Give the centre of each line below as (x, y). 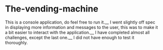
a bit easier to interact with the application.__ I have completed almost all (77, 32)
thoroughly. (16, 42)
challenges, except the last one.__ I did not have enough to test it (70, 37)
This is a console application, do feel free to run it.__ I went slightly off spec (80, 22)
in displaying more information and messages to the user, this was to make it (81, 27)
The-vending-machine (52, 9)
